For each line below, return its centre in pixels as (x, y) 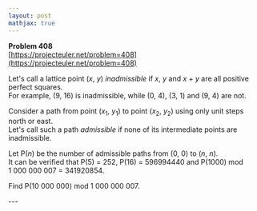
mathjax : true (32, 23)
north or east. (31, 121)
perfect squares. (36, 87)
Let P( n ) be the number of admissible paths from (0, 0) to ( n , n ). (113, 153)
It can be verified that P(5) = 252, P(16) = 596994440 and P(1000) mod (126, 162)
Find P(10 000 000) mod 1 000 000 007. (74, 186)
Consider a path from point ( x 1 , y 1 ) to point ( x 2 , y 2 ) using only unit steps (126, 111)
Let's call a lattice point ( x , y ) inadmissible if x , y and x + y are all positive (129, 78)
